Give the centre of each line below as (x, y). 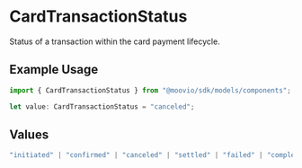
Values (29, 134)
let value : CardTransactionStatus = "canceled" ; (102, 106)
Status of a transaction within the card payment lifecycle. (115, 41)
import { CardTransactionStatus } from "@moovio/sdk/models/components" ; (151, 90)
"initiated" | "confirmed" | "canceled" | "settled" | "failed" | (136, 155)
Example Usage (54, 70)
